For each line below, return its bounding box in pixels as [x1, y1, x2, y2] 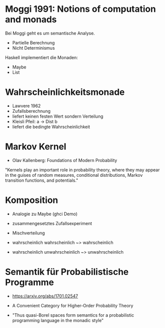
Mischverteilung [12, 230, 45, 236]
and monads [5, 14, 57, 25]
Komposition [5, 195, 58, 205]
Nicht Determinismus [12, 45, 55, 51]
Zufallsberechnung [12, 108, 51, 114]
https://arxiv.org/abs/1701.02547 [12, 293, 79, 299]
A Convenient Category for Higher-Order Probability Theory [12, 302, 134, 308]
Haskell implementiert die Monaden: [5, 54, 78, 60]
